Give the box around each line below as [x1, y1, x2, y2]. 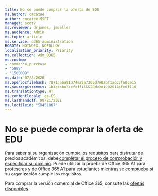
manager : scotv [5, 21, 36, 26]
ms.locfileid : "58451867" [5, 103, 58, 108]
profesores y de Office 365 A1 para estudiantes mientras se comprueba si [5, 166, 154, 172]
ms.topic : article [5, 35, 42, 40]
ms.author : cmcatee [5, 12, 45, 17]
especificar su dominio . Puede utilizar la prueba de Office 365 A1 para [5, 160, 146, 166]
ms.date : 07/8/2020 [5, 75, 45, 80]
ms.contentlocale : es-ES [5, 93, 56, 98]
